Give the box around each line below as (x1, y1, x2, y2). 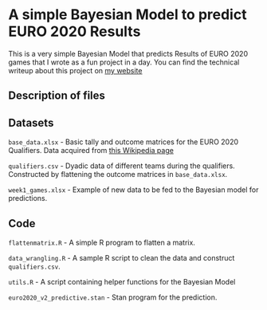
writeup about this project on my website (8, 65, 143, 75)
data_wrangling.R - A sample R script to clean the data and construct (8, 253, 235, 262)
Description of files (8, 89, 106, 103)
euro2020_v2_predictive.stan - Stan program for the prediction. (8, 292, 218, 302)
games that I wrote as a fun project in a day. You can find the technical (8, 57, 240, 67)
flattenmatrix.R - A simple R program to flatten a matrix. (8, 237, 195, 247)
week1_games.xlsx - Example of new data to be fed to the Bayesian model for (8, 185, 259, 194)
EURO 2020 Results (8, 22, 141, 41)
